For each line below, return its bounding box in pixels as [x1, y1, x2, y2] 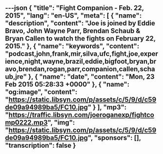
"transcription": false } [5, 141, 76, 150]
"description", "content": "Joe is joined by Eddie [5, 19, 155, 27]
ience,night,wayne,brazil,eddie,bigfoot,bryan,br [5, 57, 157, 66]
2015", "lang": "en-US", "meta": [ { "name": [5, 12, 142, 20]
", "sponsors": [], [87, 134, 142, 142]
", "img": [47, 118, 75, 127]
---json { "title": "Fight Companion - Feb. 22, [5, 4, 144, 12]
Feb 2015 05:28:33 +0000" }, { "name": [5, 80, 130, 88]
